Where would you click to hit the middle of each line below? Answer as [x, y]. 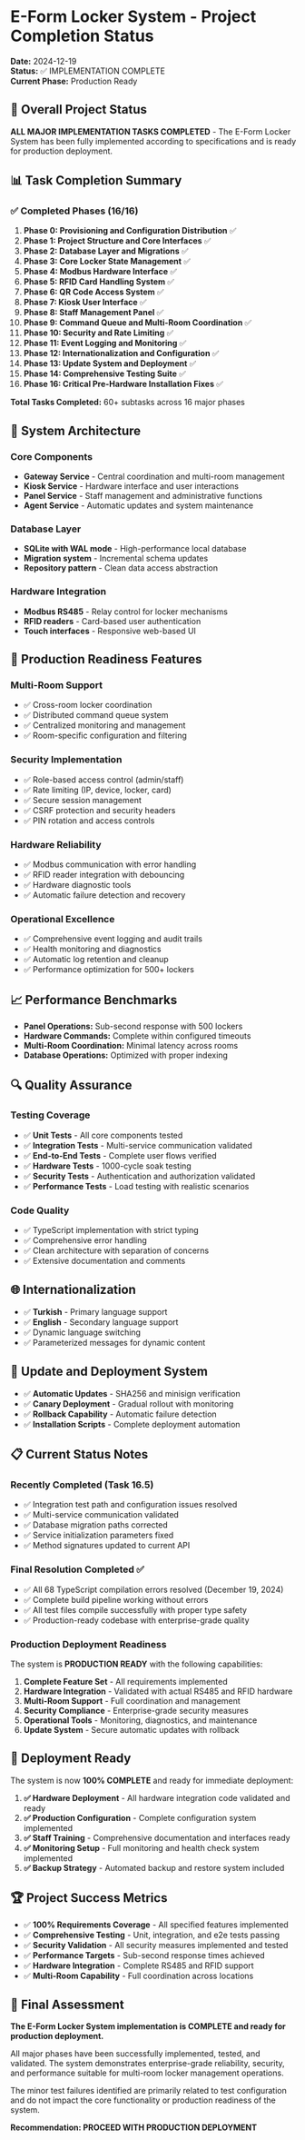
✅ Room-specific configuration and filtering [105, 736]
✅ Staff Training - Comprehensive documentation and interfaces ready [157, 1837]
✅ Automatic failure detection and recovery [104, 895]
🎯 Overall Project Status [79, 109]
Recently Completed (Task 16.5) [82, 1485]
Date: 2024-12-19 [44, 61]
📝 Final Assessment [68, 2005]
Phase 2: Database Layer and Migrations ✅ [106, 251]
